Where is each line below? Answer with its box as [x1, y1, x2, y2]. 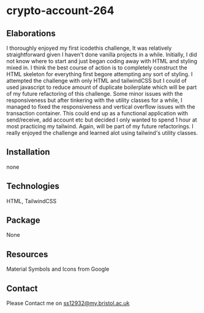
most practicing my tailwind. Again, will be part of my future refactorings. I [6, 123, 194, 129]
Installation [6, 147, 50, 157]
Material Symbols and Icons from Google [6, 265, 110, 273]
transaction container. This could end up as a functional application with [6, 110, 189, 117]
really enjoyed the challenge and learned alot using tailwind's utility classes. [6, 129, 198, 136]
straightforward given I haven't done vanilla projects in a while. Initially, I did [6, 51, 197, 58]
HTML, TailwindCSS [6, 197, 57, 204]
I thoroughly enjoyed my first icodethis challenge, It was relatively [6, 44, 172, 52]
